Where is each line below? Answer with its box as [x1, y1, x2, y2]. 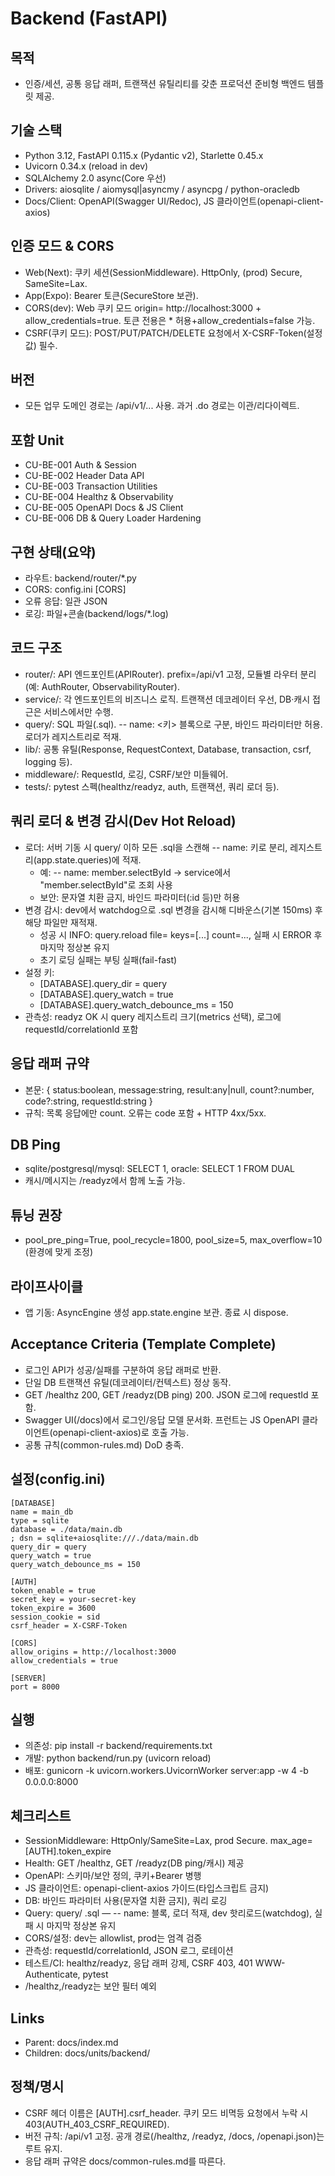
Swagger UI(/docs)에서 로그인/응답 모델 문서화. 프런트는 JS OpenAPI [24, 1413, 300, 1426]
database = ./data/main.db [10, 1524, 123, 1534]
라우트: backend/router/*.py [24, 572, 137, 584]
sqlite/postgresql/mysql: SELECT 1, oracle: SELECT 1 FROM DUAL [24, 1163, 296, 1175]
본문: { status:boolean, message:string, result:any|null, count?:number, [24, 1083, 315, 1096]
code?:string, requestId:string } [24, 1095, 153, 1107]
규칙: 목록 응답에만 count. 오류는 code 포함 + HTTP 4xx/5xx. [24, 1107, 267, 1119]
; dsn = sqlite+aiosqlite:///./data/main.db [10, 1533, 199, 1543]
